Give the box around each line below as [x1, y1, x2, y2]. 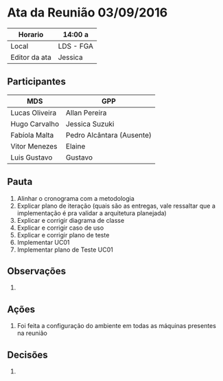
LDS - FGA [58, 41, 94, 51]
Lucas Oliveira [10, 108, 57, 118]
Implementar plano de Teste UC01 [16, 246, 113, 254]
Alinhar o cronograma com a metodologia [16, 194, 135, 202]
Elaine [65, 141, 86, 151]
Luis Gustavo [10, 153, 53, 162]
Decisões [7, 349, 48, 360]
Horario [18, 30, 44, 39]
